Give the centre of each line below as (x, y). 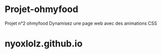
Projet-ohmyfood (42, 9)
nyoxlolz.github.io (44, 44)
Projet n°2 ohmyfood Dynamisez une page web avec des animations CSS (81, 23)
